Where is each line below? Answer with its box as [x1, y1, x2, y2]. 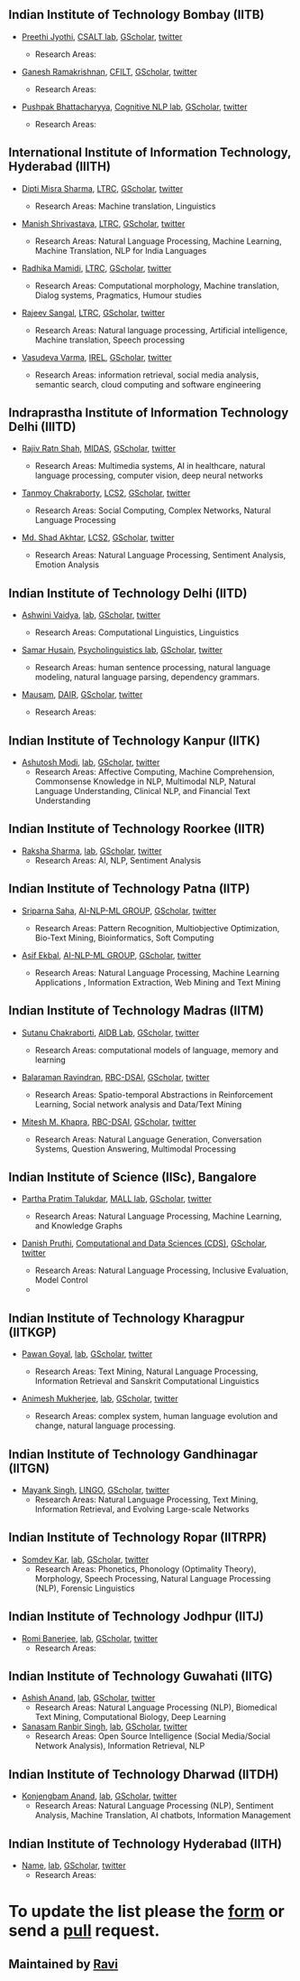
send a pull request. [8, 1920, 160, 1941]
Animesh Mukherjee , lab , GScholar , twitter [21, 1393, 179, 1404]
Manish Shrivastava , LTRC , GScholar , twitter [21, 218, 186, 229]
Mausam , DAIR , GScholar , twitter [21, 689, 143, 700]
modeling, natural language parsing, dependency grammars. [34, 672, 260, 683]
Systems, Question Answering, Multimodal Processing [34, 1143, 236, 1154]
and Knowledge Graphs [34, 1220, 123, 1231]
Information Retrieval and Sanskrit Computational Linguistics [34, 1376, 260, 1387]
